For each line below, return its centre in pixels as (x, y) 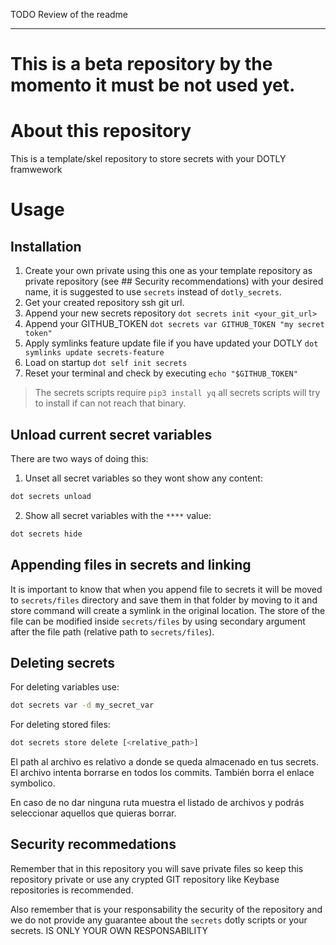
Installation (46, 246)
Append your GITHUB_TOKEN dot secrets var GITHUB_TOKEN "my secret (174, 324)
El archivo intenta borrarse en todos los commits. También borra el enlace (162, 773)
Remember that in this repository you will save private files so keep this (157, 868)
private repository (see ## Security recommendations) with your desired (174, 281)
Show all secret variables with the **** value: (118, 515)
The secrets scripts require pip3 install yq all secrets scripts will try (177, 393)
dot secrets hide (46, 534)
